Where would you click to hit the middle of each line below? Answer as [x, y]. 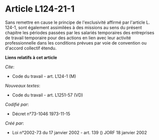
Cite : [10, 67]
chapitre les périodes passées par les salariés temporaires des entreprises [80, 32]
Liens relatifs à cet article [31, 57]
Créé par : [15, 123]
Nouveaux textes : [23, 85]
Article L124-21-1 [40, 9]
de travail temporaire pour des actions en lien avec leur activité [68, 38]
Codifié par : [17, 104]
